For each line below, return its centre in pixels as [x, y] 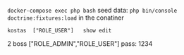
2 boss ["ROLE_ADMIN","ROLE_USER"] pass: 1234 [80, 44]
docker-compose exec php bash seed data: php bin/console [92, 10]
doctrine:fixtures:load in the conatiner [66, 18]
